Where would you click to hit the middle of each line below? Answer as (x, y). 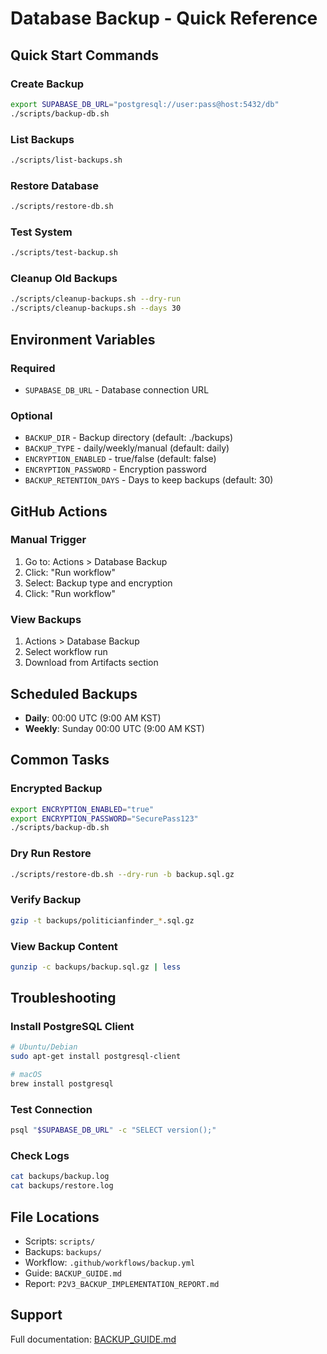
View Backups (46, 619)
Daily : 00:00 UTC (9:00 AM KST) (93, 718)
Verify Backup (46, 900)
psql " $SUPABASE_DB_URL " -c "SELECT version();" (113, 1130)
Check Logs (40, 1156)
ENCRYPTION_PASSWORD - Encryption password (115, 469)
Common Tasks (60, 760)
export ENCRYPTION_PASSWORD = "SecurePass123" (104, 818)
